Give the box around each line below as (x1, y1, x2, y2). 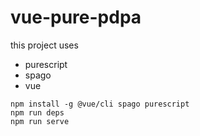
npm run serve (10, 116, 70, 126)
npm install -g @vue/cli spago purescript (10, 99, 190, 109)
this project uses (10, 39, 79, 51)
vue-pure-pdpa (10, 6, 142, 29)
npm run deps (10, 107, 65, 118)
